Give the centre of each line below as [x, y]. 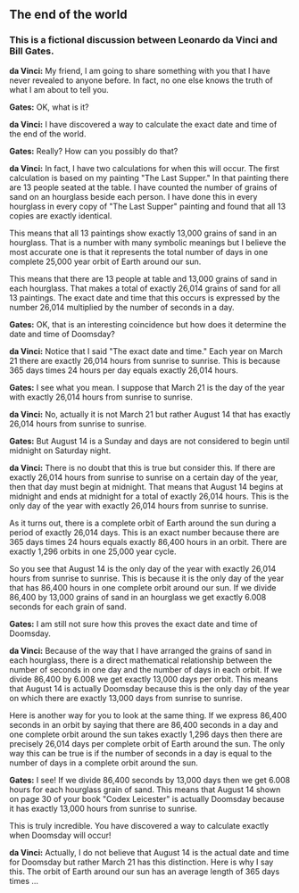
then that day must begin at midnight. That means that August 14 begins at [146, 486]
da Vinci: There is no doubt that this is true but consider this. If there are [142, 467]
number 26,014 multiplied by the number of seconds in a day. [122, 307]
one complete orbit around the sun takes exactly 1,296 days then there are [146, 734]
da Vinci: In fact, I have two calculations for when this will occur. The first [144, 168]
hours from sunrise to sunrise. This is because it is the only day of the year [146, 578]
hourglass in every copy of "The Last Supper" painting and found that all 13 [148, 206]
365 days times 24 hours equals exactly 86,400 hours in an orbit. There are [148, 542]
